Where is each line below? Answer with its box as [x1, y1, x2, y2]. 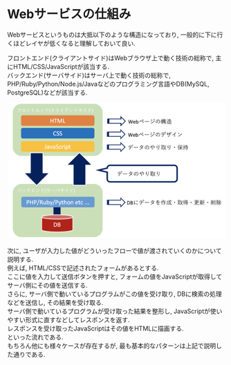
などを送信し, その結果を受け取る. [7, 299, 104, 307]
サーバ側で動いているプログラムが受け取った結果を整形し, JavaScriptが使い [7, 307, 223, 315]
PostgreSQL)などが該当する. [7, 88, 88, 97]
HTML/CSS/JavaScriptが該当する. [12, 62, 109, 71]
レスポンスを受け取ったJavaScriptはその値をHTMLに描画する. [7, 324, 184, 333]
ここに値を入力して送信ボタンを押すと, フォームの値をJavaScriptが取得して [7, 272, 223, 281]
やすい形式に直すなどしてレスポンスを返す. [7, 316, 130, 324]
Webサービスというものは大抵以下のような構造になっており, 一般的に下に [7, 30, 217, 39]
